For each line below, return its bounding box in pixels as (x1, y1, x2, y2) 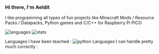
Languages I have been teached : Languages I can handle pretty (5, 39, 154, 44)
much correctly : (5, 44, 38, 50)
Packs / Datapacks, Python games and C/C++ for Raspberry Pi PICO (5, 20, 142, 26)
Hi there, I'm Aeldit (5, 4, 50, 11)
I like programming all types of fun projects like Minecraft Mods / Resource (5, 15, 154, 21)
